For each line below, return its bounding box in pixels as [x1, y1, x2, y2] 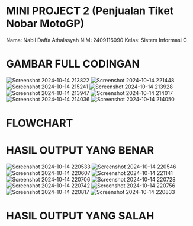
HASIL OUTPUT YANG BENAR [6, 144, 155, 157]
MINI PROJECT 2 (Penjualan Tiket [6, 4, 174, 18]
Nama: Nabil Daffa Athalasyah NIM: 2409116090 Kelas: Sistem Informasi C [6, 36, 188, 43]
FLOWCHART [6, 117, 73, 130]
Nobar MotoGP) [6, 17, 85, 30]
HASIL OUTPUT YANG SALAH [6, 209, 155, 223]
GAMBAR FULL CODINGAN [6, 58, 140, 71]
